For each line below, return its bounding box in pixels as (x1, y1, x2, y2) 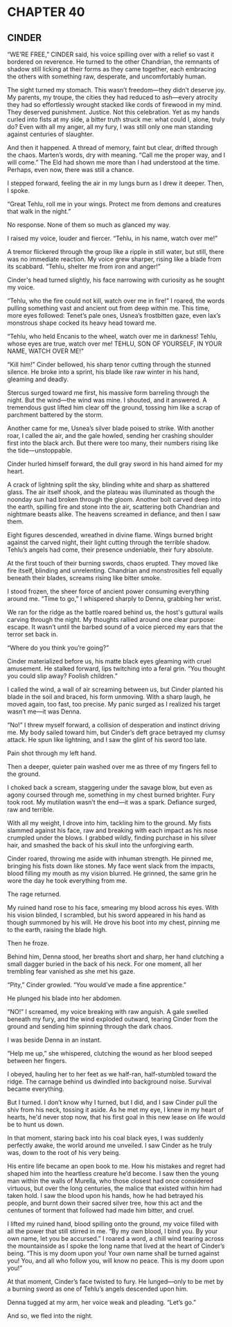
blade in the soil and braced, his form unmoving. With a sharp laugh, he (7, 693, 211, 701)
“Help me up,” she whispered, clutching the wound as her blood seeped (7, 1049, 213, 1057)
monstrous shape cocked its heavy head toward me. (7, 319, 157, 327)
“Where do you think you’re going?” (7, 643, 109, 652)
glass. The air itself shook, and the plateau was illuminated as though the (7, 488, 215, 496)
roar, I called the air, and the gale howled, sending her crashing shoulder (7, 432, 213, 439)
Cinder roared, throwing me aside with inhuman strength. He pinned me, (7, 854, 213, 863)
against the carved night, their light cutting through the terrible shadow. (7, 539, 211, 546)
